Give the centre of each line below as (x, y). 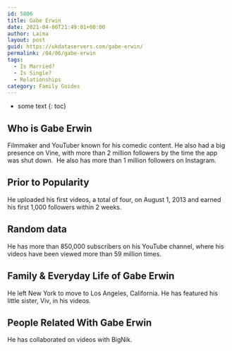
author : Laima (28, 34)
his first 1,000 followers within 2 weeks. (65, 207)
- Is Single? (33, 73)
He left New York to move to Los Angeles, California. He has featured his (113, 293)
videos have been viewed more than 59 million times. (85, 254)
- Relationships (37, 79)
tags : (15, 60)
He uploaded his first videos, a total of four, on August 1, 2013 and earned (114, 199)
